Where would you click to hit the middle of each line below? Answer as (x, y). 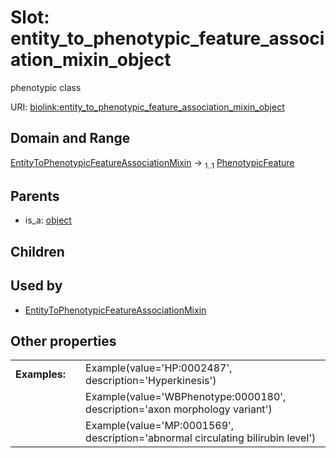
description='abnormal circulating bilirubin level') (201, 438)
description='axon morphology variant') (179, 409)
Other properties (63, 341)
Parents (35, 196)
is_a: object (48, 220)
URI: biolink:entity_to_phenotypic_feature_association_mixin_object (147, 107)
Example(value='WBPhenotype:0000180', (186, 397)
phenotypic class (46, 87)
